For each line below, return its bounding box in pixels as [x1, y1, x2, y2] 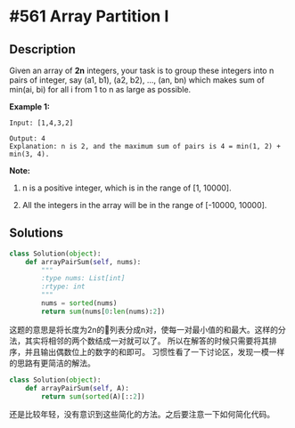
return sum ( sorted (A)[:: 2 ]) [41, 392, 145, 401]
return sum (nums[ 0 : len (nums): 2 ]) [41, 307, 166, 316]
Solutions [9, 225, 64, 241]
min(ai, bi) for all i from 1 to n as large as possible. [9, 85, 192, 94]
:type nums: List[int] [41, 274, 126, 283]
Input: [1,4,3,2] [9, 118, 74, 127]
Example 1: [9, 101, 51, 112]
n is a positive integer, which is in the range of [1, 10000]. [21, 182, 232, 193]
